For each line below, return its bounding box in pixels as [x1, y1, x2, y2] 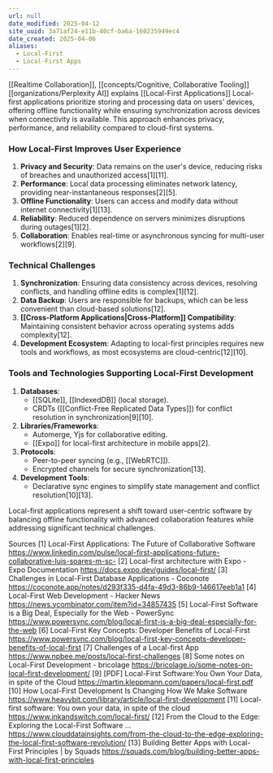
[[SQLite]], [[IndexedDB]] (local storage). [32, 395, 169, 404]
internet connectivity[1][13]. [19, 205, 113, 215]
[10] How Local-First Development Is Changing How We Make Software [8, 685, 248, 696]
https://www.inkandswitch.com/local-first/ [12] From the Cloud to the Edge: [8, 711, 261, 721]
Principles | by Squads [24, 746, 101, 756]
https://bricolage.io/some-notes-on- [131, 660, 253, 670]
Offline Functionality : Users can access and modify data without [19, 196, 238, 206]
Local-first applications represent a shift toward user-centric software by [8, 505, 253, 515]
